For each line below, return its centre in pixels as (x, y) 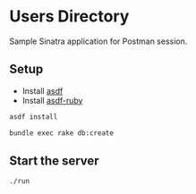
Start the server (55, 160)
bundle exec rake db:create (62, 133)
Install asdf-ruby (52, 100)
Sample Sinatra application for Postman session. (98, 41)
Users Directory (69, 17)
